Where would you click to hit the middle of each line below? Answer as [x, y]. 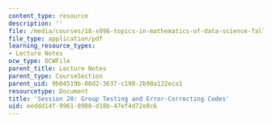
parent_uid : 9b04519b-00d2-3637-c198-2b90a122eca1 [96, 83]
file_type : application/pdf [56, 38]
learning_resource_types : [52, 46]
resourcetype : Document [49, 91]
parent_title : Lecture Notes [57, 69]
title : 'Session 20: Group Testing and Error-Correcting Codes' [119, 99]
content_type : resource [49, 16]
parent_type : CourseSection [56, 76]
